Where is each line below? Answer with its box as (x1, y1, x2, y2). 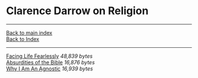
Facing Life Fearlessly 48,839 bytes (6, 52, 93, 60)
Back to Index (6, 35, 39, 43)
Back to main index (6, 29, 52, 36)
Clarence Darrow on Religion (6, 4, 149, 18)
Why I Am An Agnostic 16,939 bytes (6, 65, 93, 72)
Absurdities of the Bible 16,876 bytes (6, 58, 95, 66)
